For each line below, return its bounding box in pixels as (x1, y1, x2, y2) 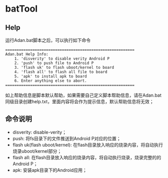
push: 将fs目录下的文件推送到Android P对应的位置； (12, 135, 121, 142)
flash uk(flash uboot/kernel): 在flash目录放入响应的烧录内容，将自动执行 (12, 142, 163, 148)
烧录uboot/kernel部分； (12, 148, 62, 154)
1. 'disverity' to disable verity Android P (14, 56, 110, 61)
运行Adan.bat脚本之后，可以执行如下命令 (5, 37, 91, 43)
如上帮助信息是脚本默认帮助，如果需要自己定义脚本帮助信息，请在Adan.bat (5, 92, 162, 98)
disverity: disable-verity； (12, 129, 67, 135)
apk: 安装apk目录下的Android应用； (12, 167, 87, 173)
